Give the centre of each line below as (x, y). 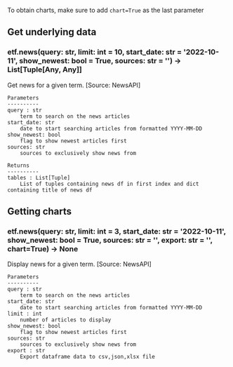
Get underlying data (52, 32)
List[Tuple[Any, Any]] (45, 69)
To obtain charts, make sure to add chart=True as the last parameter (106, 10)
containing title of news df (50, 190)
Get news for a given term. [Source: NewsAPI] (74, 85)
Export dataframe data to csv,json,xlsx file (88, 357)
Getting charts (40, 212)
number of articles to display (66, 320)
